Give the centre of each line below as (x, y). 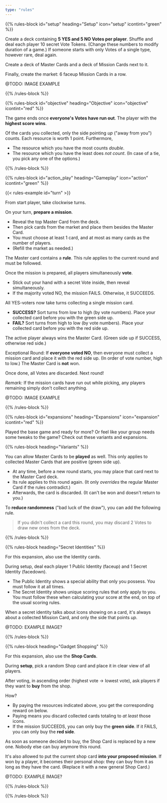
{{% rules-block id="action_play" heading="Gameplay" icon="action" (77, 178)
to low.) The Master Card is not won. (43, 363)
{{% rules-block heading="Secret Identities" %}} (55, 547)
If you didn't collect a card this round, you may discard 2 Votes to (84, 522)
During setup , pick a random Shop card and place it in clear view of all (78, 666)
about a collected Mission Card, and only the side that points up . (71, 617)
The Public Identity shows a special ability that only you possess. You (84, 581)
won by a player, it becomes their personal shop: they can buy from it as (79, 761)
